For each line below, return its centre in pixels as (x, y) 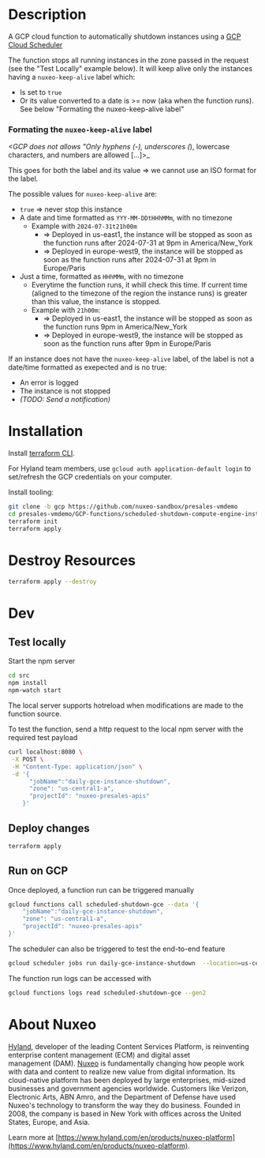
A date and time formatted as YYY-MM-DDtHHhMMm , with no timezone (126, 218)
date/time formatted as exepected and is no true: (88, 367)
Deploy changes (49, 828)
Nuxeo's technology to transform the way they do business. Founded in (124, 1105)
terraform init (33, 521)
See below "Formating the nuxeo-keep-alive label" (102, 109)
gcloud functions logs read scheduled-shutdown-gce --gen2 (107, 993)
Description (47, 15)
